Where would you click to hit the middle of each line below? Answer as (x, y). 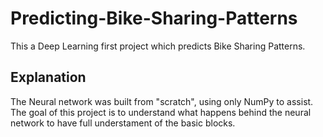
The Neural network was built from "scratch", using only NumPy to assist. (162, 101)
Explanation (48, 77)
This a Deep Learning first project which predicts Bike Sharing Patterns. (158, 46)
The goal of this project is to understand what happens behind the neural (161, 112)
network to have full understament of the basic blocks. (123, 123)
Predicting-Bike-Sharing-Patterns (154, 18)
